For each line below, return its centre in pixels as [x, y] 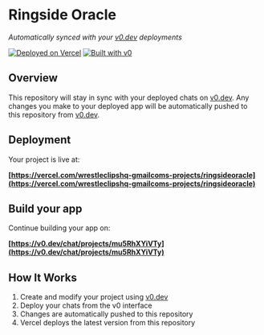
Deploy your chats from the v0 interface [86, 306]
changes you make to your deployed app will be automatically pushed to [128, 105]
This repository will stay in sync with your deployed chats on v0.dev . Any [129, 97]
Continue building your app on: [59, 228]
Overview [33, 78]
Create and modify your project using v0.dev [94, 297]
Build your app [45, 208]
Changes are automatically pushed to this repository [106, 314]
